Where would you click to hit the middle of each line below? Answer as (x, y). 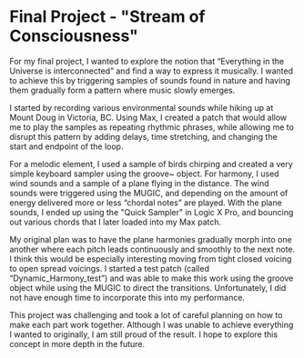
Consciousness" (74, 36)
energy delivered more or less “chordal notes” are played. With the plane (146, 203)
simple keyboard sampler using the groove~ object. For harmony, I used (144, 174)
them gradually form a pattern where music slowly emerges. (122, 90)
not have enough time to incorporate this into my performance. (127, 297)
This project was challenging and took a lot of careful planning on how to (146, 314)
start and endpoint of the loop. (66, 146)
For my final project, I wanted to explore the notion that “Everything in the (147, 61)
